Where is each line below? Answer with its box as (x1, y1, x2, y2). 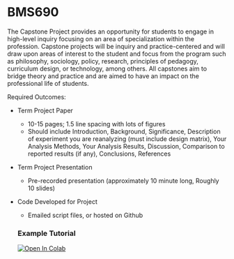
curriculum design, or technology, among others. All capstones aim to (7, 64, 208, 73)
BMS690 (7, 4, 59, 20)
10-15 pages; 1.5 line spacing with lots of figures (27, 119, 166, 128)
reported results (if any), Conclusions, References (27, 149, 171, 158)
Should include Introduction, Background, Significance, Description (27, 127, 221, 135)
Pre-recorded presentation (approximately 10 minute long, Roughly (27, 176, 219, 185)
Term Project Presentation (17, 163, 93, 171)
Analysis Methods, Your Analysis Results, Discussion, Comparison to (27, 142, 225, 150)
